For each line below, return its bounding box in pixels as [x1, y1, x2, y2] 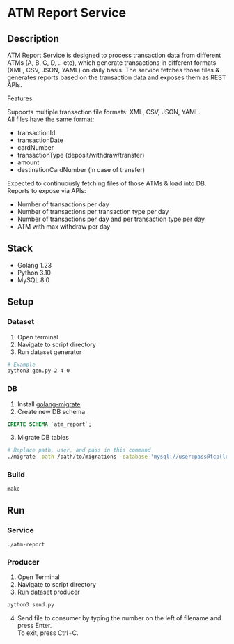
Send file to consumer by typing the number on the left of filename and [17, 614, 221, 622]
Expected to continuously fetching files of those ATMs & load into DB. [7, 179, 207, 187]
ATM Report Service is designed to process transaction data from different [7, 51, 221, 59]
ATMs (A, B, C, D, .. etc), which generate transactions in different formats [7, 59, 217, 67]
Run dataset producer [17, 588, 80, 597]
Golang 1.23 [17, 261, 52, 269]
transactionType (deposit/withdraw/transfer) [17, 151, 145, 159]
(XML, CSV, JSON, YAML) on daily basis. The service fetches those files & [7, 66, 220, 74]
